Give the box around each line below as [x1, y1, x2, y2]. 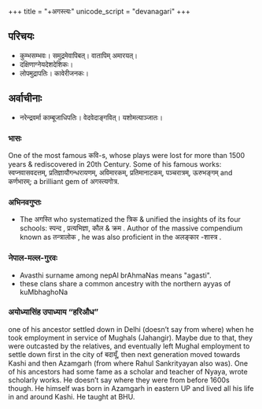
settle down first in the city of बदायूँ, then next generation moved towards [8, 349, 241, 359]
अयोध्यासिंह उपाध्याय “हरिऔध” [8, 307, 99, 318]
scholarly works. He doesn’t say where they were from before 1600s [8, 375, 230, 385]
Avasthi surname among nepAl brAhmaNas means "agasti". [19, 271, 212, 280]
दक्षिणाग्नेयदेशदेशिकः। [19, 59, 73, 69]
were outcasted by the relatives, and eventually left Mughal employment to [8, 341, 250, 351]
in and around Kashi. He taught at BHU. [8, 392, 135, 401]
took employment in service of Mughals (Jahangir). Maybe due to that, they [8, 333, 253, 342]
